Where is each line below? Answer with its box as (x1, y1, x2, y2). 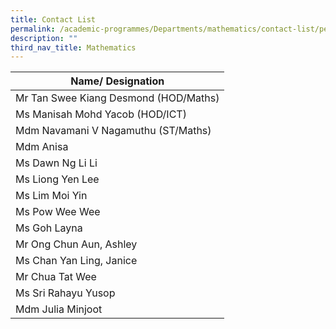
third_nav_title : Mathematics (10, 42, 137, 53)
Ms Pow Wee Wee (15, 205, 101, 219)
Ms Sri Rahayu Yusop (15, 286, 116, 300)
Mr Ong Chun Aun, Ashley (15, 237, 138, 251)
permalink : (10, 24, 56, 34)
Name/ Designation (70, 74, 165, 88)
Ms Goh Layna (15, 221, 83, 235)
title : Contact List (10, 14, 97, 25)
